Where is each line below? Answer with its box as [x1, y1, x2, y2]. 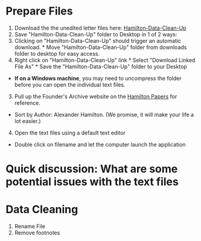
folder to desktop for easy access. [14, 50, 100, 57]
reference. [14, 99, 40, 107]
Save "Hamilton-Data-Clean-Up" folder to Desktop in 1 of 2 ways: [14, 30, 177, 38]
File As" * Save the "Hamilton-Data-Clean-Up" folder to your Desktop [14, 62, 188, 70]
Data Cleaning [5, 203, 78, 216]
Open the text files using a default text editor [14, 129, 126, 136]
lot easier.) [14, 117, 41, 125]
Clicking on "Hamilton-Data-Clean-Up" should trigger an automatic [14, 37, 182, 44]
